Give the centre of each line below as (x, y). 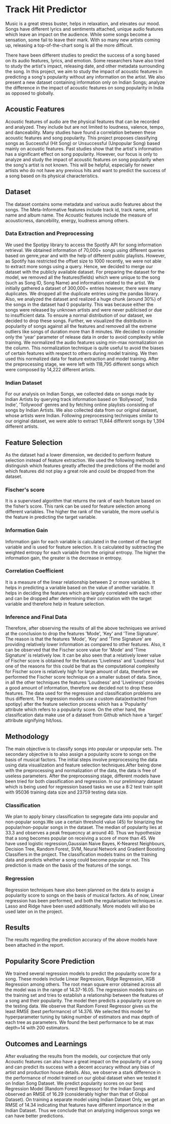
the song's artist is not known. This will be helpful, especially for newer (80, 165)
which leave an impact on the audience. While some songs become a (78, 34)
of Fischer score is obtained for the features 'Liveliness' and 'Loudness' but (85, 661)
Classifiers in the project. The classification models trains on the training (81, 854)
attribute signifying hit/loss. (34, 721)
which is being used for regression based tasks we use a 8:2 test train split (84, 786)
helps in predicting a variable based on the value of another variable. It (80, 587)
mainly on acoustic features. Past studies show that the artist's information (84, 149)
